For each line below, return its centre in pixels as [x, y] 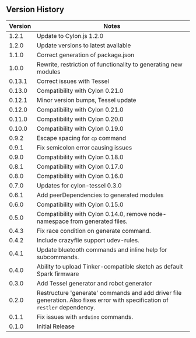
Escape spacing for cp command [82, 138]
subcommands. [58, 257]
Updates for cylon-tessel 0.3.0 [79, 185]
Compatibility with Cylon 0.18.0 [80, 157]
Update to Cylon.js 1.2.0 [70, 36]
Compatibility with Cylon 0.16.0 [80, 176]
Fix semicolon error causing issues [85, 147]
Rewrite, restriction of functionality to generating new [110, 64]
